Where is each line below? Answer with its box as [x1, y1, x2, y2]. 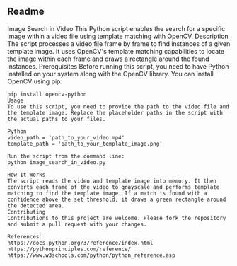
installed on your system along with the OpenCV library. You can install [7, 69, 214, 78]
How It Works [7, 171, 46, 178]
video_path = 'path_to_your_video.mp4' [7, 134, 125, 141]
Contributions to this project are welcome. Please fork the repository [7, 214, 226, 221]
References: [7, 233, 42, 240]
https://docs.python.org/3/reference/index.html [7, 239, 154, 246]
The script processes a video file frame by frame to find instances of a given [7, 39, 231, 48]
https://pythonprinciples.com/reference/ [7, 245, 132, 253]
